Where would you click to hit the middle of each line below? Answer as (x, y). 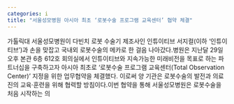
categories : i (28, 14)
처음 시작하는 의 (29, 93)
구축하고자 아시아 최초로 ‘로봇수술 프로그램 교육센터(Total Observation (128, 67)
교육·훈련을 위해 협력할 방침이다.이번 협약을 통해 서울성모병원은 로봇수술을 (121, 84)
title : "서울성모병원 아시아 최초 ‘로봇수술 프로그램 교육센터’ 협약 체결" (100, 20)
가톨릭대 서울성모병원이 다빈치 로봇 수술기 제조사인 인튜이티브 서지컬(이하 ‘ (109, 41)
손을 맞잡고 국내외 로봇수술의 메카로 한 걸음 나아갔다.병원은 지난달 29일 (126, 50)
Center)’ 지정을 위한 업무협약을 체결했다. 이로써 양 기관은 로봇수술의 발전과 (109, 76)
